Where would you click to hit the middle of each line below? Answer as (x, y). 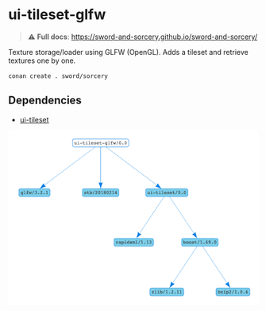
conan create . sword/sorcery (58, 76)
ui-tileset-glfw (57, 15)
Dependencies (45, 101)
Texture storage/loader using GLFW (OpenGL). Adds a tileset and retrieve (128, 52)
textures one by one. (42, 60)
